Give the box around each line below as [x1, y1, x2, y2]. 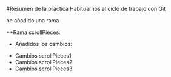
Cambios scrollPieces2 [15, 59, 73, 65]
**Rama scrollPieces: [6, 28, 61, 36]
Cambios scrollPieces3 [15, 65, 73, 72]
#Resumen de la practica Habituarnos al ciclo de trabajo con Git [6, 5, 166, 12]
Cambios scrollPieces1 [15, 52, 72, 59]
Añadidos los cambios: [15, 41, 72, 47]
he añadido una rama [6, 17, 59, 24]
